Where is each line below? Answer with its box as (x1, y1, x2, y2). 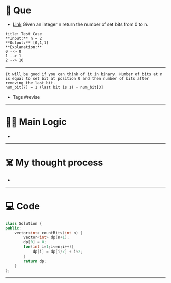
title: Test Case (5, 31, 42, 36)
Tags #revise (12, 93, 40, 100)
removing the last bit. (5, 80, 56, 85)
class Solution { (5, 221, 42, 226)
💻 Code (5, 201, 40, 212)
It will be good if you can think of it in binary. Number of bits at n (5, 71, 163, 77)
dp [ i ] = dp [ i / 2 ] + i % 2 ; (32, 249, 83, 254)
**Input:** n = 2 (5, 36, 42, 41)
